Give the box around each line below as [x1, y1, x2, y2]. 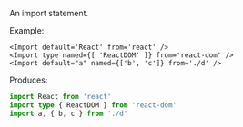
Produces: [9, 74, 48, 85]
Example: [9, 25, 45, 35]
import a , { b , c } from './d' [9, 109, 128, 118]
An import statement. [9, 8, 89, 18]
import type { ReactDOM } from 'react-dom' [9, 100, 177, 110]
